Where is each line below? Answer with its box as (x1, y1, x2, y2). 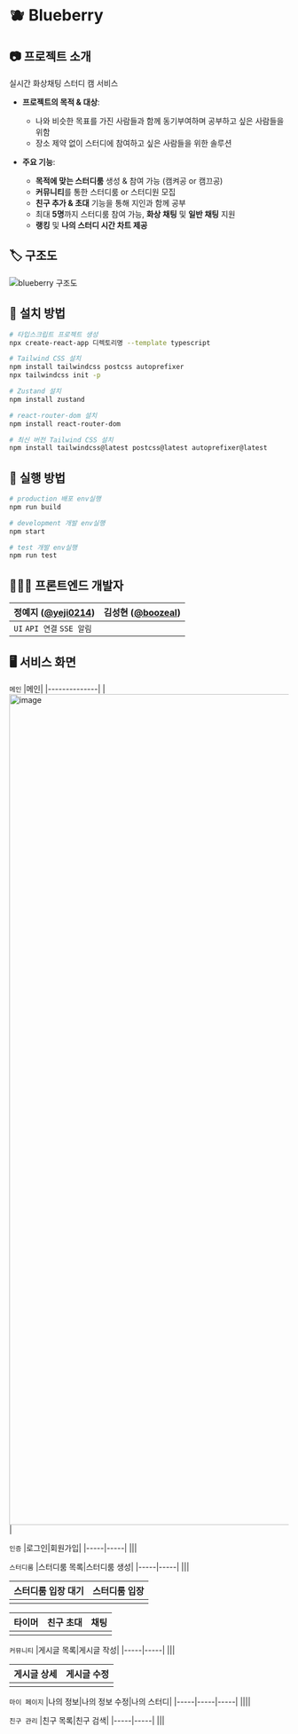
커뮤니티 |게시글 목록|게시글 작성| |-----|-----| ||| (9, 1644, 176, 1655)
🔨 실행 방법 (9, 470, 67, 485)
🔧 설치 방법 (9, 306, 67, 321)
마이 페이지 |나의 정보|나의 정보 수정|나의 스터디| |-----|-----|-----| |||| (9, 1696, 251, 1706)
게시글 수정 (65, 1667, 109, 1680)
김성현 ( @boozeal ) (103, 607, 181, 619)
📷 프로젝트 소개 (9, 49, 91, 64)
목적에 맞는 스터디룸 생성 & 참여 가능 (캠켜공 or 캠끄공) (35, 176, 223, 185)
